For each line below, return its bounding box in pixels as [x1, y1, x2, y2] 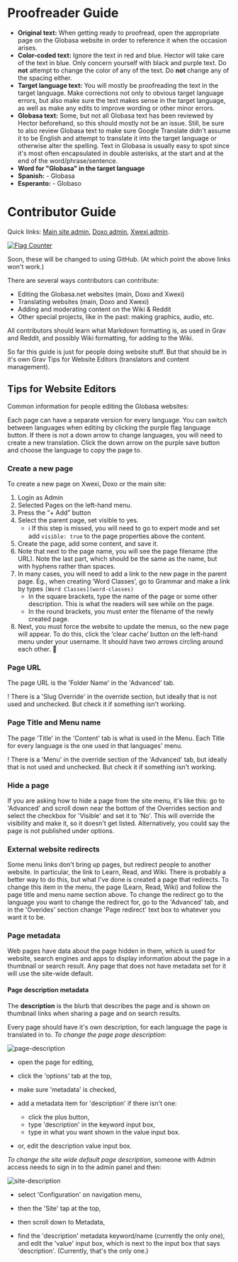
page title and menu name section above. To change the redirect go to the [7, 890, 224, 899]
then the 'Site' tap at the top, [17, 1204, 101, 1212]
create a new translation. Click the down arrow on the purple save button [7, 438, 220, 447]
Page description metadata [7, 985, 89, 994]
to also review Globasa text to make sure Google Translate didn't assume [17, 126, 231, 135]
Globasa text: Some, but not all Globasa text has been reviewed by [17, 111, 214, 120]
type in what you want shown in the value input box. [28, 1127, 181, 1136]
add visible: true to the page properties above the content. [28, 532, 206, 540]
